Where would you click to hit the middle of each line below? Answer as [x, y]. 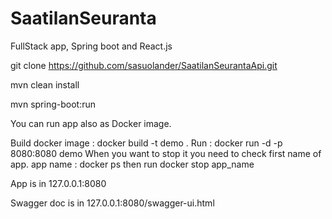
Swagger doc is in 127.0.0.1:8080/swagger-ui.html [112, 203]
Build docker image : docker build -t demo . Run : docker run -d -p [146, 143]
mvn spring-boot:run [53, 104]
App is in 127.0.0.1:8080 [58, 183]
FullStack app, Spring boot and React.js [91, 46]
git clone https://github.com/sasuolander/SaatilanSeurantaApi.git [144, 65]
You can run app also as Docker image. [91, 123]
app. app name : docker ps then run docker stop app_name [132, 164]
